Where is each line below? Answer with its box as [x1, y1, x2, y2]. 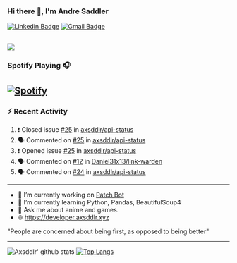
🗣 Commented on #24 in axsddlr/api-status [17, 168, 146, 176]
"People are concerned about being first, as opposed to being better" [7, 227, 209, 236]
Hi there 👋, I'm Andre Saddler [7, 6, 109, 16]
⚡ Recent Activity [7, 106, 68, 116]
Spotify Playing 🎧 [7, 60, 71, 70]
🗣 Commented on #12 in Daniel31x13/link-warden [17, 157, 163, 166]
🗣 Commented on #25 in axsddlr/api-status [17, 136, 146, 145]
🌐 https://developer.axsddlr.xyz [17, 213, 109, 221]
